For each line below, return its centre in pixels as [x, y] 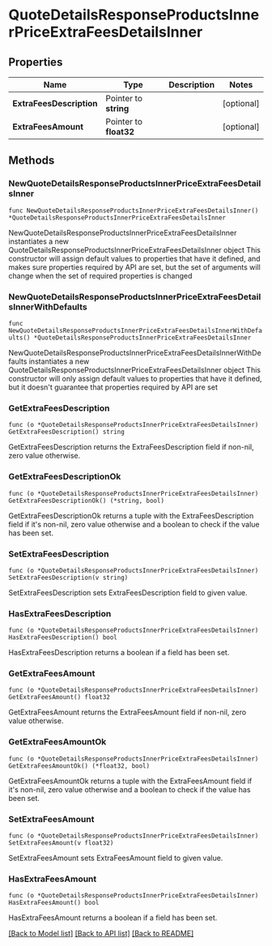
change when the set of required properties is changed [100, 275]
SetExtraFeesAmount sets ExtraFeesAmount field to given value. [116, 858]
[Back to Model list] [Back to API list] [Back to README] [101, 934]
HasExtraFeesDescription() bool [63, 637]
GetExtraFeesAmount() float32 [59, 697]
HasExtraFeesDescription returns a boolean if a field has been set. [119, 653]
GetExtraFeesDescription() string [67, 432]
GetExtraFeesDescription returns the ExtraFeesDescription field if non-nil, [132, 447]
